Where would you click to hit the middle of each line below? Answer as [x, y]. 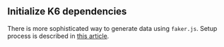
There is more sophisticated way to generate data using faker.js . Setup [112, 28]
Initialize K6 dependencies [67, 12]
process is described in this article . [58, 36]
